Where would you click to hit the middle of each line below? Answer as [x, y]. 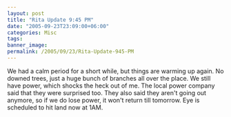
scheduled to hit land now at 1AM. [55, 107]
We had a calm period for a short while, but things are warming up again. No [115, 71]
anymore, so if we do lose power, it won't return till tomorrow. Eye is [103, 100]
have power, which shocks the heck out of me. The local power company [111, 86]
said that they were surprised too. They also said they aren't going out [107, 92]
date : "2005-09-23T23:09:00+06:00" [58, 26]
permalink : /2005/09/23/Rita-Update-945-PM [71, 52]
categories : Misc [32, 32]
